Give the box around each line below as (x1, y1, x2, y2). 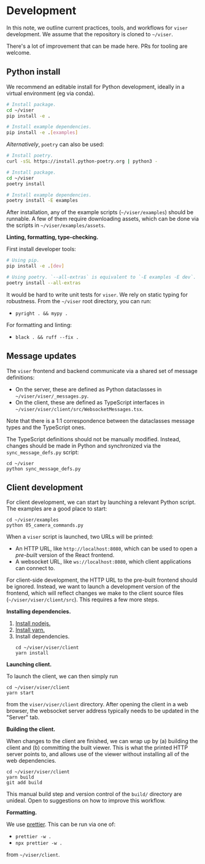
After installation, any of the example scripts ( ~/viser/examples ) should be (6, 209, 194, 216)
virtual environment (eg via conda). (6, 90, 95, 97)
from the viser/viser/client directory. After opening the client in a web (6, 701, 188, 708)
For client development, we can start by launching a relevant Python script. (6, 498, 196, 506)
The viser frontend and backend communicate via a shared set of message (6, 367, 198, 374)
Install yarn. (15, 627, 45, 634)
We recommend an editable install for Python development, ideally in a (6, 83, 185, 90)
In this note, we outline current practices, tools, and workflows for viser (6, 24, 188, 31)
